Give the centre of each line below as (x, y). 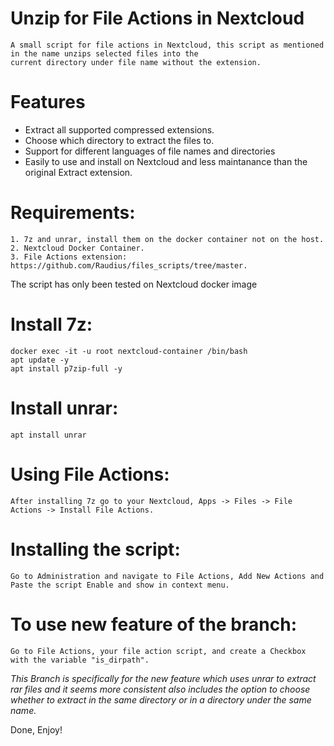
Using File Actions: (90, 474)
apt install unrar (48, 435)
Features (48, 102)
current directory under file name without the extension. (136, 62)
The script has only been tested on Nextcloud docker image (134, 284)
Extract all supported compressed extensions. (119, 129)
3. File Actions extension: (69, 257)
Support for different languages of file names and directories (150, 151)
